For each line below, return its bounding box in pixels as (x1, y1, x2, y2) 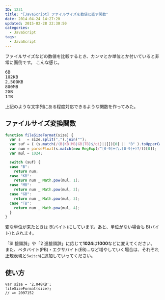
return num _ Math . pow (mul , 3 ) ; (14, 196, 80, 201)
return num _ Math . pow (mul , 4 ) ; (14, 205, 80, 210)
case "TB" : (9, 201, 32, 206)
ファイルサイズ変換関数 (5, 119, 76, 128)
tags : (5, 35, 16, 40)
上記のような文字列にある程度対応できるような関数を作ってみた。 (5, 104, 138, 109)
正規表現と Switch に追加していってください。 (5, 253, 96, 259)
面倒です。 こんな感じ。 (13, 59, 62, 65)
